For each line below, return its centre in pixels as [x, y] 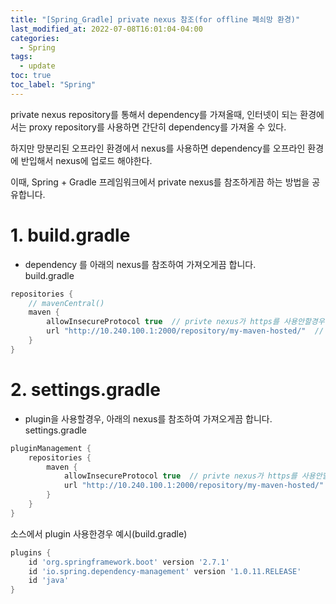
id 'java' [49, 581]
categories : [35, 38]
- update [37, 66]
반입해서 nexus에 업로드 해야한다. [86, 160]
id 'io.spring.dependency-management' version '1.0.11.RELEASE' [165, 571]
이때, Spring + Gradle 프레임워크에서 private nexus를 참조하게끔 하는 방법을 [160, 182]
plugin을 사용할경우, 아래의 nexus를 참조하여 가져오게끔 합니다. [148, 418]
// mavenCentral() [66, 303]
